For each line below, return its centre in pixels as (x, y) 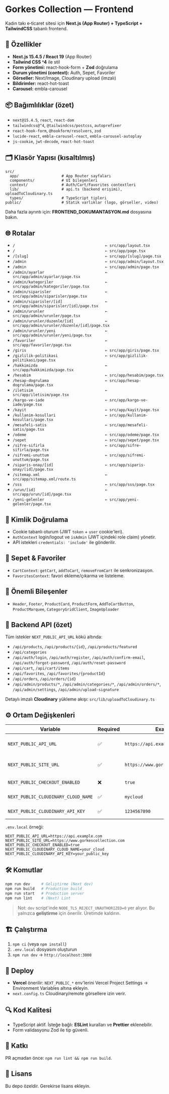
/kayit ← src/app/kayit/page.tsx (86, 410)
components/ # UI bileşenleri (54, 181)
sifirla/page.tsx (31, 450)
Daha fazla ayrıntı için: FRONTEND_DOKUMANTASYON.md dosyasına (78, 212)
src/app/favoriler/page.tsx (42, 345)
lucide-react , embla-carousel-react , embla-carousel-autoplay (77, 136)
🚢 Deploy (20, 971)
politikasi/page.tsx (34, 360)
